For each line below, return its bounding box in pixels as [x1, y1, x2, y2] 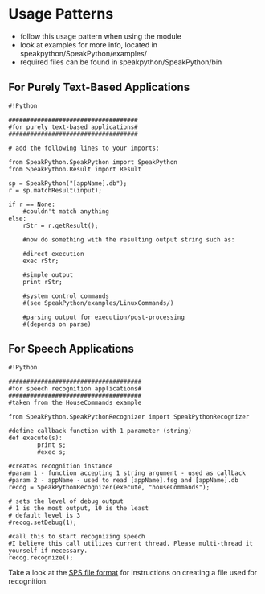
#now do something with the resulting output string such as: [22, 235, 235, 244]
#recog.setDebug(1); [8, 518, 78, 526]
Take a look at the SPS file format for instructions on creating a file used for [8, 567, 258, 577]
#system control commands [22, 291, 110, 300]
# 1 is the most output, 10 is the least [8, 504, 149, 512]
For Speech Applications [8, 342, 134, 356]
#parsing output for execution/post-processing [22, 313, 185, 321]
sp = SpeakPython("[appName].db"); [8, 179, 128, 188]
